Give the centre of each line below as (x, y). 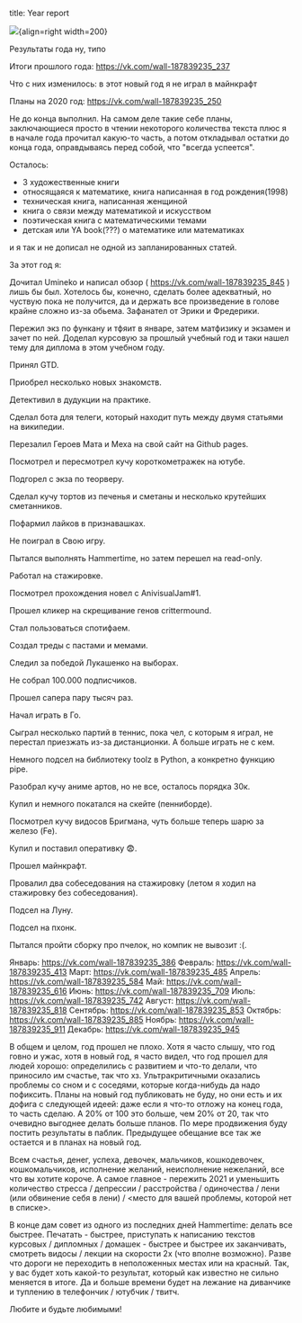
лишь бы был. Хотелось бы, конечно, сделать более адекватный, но (141, 292)
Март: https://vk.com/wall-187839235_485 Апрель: (164, 972)
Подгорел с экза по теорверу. (67, 479)
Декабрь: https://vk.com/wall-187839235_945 (153, 1029)
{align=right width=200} (63, 31)
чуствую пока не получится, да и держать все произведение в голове (145, 301)
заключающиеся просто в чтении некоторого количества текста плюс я (148, 128)
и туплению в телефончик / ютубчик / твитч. (94, 1292)
